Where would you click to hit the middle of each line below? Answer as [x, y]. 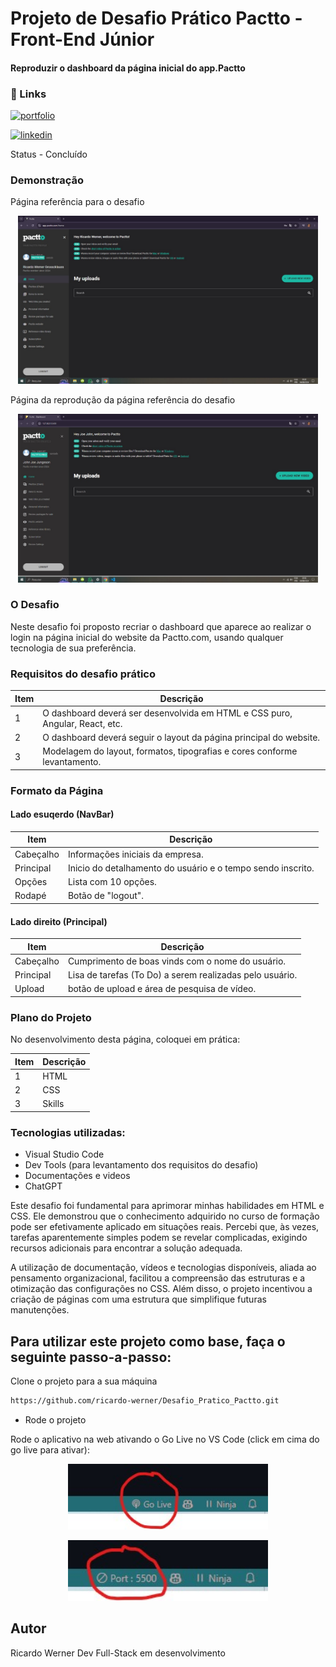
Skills [53, 1104]
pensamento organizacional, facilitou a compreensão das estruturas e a [158, 1278]
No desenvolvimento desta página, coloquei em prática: [125, 1039]
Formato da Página [57, 790]
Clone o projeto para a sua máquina [84, 1381]
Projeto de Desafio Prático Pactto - [156, 18]
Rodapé [30, 896]
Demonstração [47, 180]
